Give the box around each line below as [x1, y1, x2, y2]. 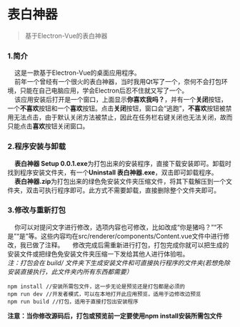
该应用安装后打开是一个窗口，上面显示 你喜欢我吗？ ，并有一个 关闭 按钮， [14, 95, 227, 104]
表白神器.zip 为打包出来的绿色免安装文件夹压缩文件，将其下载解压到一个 [14, 177, 226, 185]
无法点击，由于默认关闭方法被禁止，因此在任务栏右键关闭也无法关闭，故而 [13, 113, 233, 122]
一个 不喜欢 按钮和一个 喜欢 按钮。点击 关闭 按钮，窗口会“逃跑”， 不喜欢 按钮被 [7, 104, 226, 113]
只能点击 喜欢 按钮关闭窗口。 [7, 122, 89, 130]
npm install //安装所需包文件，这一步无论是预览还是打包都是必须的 [7, 283, 186, 290]
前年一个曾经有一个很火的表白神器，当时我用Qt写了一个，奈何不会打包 [14, 78, 222, 86]
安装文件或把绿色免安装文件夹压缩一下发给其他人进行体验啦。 [7, 249, 189, 258]
